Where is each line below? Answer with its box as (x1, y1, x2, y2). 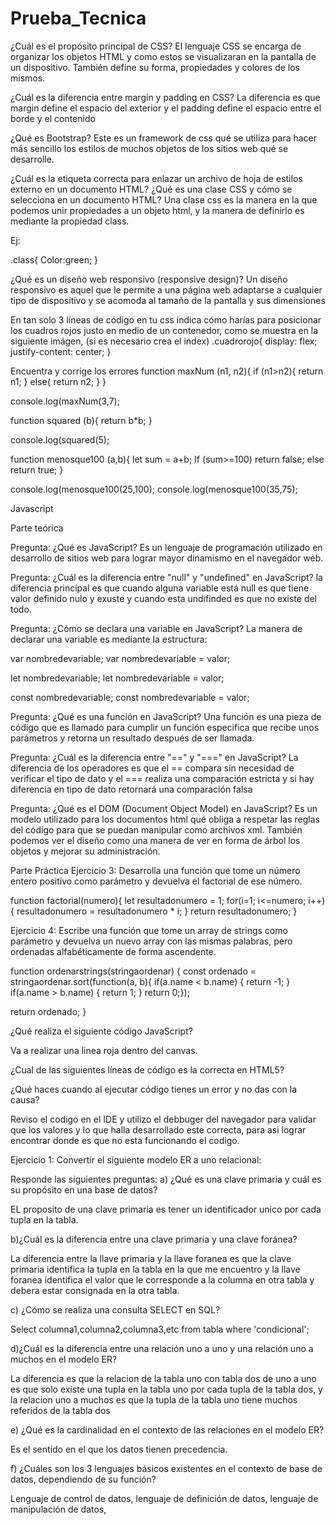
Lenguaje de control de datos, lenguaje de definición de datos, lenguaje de (10, 1492, 319, 1504)
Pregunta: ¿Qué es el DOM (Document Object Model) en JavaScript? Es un (10, 802, 318, 814)
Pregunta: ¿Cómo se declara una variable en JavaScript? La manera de (10, 622, 303, 634)
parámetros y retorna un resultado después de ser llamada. (10, 732, 255, 744)
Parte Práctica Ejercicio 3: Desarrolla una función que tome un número (10, 864, 301, 876)
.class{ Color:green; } (10, 253, 99, 266)
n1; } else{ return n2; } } (10, 375, 107, 387)
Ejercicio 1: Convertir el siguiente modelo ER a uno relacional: (10, 1153, 262, 1166)
